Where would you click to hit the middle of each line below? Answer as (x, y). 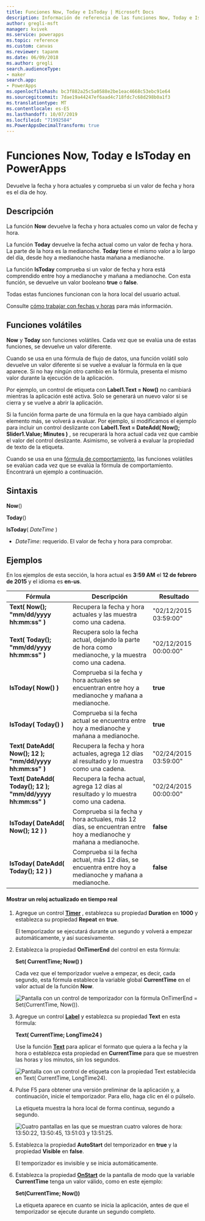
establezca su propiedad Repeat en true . (67, 919)
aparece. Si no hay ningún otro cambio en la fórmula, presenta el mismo (97, 371)
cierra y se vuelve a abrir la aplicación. (55, 402)
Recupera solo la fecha (105, 632)
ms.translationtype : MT (37, 103)
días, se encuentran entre (109, 827)
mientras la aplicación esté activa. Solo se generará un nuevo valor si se (97, 396)
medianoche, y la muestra (110, 655)
